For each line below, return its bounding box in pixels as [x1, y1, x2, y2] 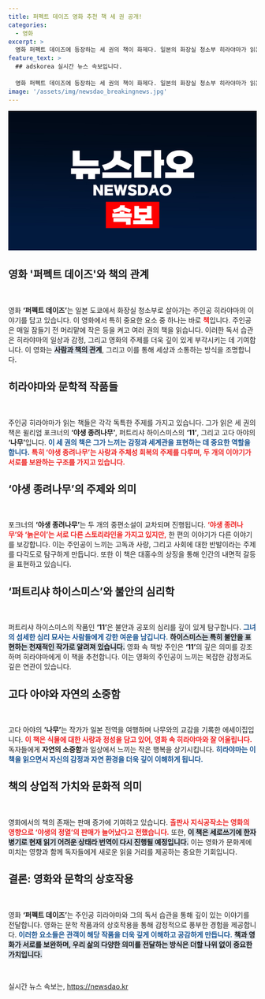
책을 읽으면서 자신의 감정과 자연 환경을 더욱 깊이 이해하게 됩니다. [8, 755, 203, 764]
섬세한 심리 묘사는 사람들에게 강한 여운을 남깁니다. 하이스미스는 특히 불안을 [16, 632, 244, 642]
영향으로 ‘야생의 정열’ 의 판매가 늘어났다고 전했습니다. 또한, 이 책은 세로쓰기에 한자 [8, 827, 256, 837]
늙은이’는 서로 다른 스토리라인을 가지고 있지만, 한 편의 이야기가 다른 [26, 530, 232, 539]
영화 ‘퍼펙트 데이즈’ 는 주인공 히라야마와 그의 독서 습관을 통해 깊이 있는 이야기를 [8, 910, 250, 919]
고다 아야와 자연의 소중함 [8, 687, 121, 701]
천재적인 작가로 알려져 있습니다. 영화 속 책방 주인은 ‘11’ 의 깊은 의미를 [28, 643, 238, 652]
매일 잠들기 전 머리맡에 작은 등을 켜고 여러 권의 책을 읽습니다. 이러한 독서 [16, 325, 239, 334]
